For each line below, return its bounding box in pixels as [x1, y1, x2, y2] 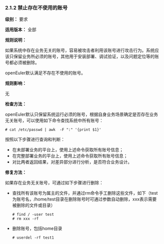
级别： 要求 [5, 16, 28, 22]
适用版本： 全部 [5, 27, 37, 33]
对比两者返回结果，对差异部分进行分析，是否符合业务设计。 [12, 159, 132, 165]
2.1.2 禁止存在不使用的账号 [5, 4, 68, 11]
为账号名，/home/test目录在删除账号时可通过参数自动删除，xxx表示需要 [12, 196, 157, 202]
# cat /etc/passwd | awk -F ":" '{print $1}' [5, 127, 102, 132]
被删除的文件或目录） [12, 203, 55, 208]
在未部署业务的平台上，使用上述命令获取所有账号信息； [12, 147, 123, 153]
